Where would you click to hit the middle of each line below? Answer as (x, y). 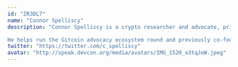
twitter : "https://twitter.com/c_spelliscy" (74, 47)
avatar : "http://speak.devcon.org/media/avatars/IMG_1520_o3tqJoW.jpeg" (117, 53)
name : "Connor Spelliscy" (45, 20)
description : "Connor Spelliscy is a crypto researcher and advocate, (114, 27)
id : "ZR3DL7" (27, 14)
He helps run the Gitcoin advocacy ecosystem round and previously (109, 39)
